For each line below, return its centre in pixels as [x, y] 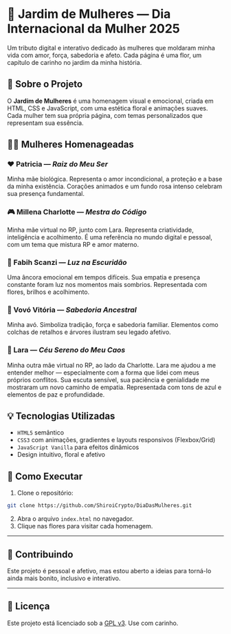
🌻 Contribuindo [40, 554]
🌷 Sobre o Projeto [45, 85]
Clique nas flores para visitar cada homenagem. [85, 526]
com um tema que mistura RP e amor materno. [73, 244]
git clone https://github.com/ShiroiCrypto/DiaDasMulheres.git [100, 506]
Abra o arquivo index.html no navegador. [75, 519]
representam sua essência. [45, 123]
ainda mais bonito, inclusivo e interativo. [64, 578]
